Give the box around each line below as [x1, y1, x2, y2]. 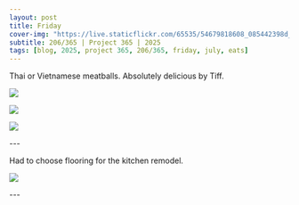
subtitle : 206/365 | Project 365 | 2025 [9, 37, 162, 47]
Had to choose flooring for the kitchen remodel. [9, 155, 184, 166]
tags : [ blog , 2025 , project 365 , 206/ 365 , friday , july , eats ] [9, 46, 249, 55]
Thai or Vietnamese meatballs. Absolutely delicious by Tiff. [9, 70, 224, 81]
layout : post [9, 12, 58, 22]
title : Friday [9, 21, 62, 30]
